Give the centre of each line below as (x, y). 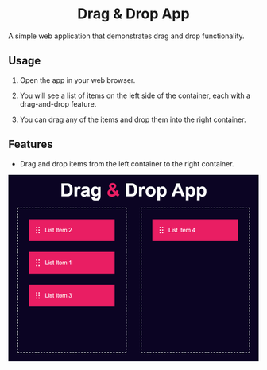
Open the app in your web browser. (77, 80)
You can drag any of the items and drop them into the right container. (133, 119)
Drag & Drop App (133, 14)
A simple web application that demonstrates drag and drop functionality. (126, 36)
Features (31, 144)
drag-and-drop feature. (58, 103)
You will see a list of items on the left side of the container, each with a (135, 95)
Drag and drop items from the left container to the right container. (127, 163)
